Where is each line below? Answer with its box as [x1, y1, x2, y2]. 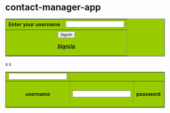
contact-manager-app [5, 2, 101, 13]
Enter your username [8, 21, 61, 28]
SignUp [57, 43, 76, 50]
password [136, 91, 161, 98]
